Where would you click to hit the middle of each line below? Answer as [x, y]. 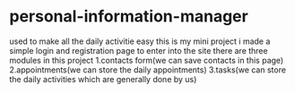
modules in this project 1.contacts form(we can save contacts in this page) [147, 60]
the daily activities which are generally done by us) [103, 79]
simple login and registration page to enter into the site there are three [139, 50]
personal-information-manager [129, 17]
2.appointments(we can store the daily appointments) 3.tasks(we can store [148, 70]
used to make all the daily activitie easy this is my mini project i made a [140, 41]
